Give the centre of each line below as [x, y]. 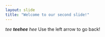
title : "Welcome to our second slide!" [47, 15]
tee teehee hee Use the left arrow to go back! [53, 29]
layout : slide [20, 10]
